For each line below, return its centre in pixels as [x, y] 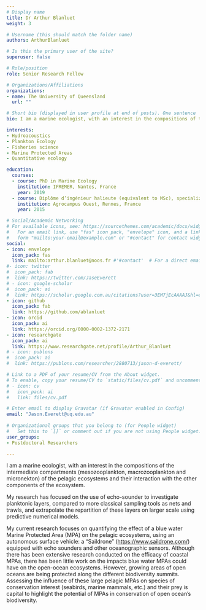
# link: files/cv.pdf [37, 397]
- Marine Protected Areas [39, 153]
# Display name [26, 12]
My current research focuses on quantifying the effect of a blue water [94, 528]
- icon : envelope [29, 249]
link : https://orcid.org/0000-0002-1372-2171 [71, 329]
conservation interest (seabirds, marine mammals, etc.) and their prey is [97, 587]
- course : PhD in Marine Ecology [55, 181]
